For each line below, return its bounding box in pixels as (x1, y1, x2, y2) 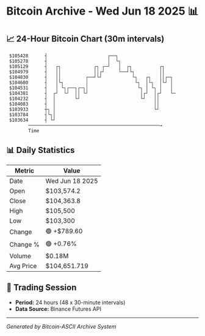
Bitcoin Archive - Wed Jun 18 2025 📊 (6, 4, 199, 18)
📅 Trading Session (6, 282, 77, 293)
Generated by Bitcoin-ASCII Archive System (6, 323, 117, 330)
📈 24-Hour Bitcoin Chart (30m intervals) (6, 34, 165, 44)
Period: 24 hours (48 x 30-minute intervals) (15, 299, 126, 306)
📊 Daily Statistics (6, 145, 75, 155)
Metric (15, 166, 35, 174)
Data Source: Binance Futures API (15, 305, 102, 312)
